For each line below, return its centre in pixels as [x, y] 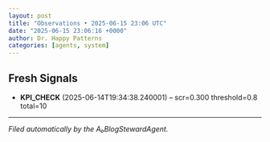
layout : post [30, 16]
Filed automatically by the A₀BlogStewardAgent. [88, 128]
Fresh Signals [43, 78]
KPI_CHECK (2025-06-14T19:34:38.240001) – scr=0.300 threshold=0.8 [139, 97]
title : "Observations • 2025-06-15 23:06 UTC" [88, 23]
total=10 [33, 106]
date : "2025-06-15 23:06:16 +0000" [68, 30]
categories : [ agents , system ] [59, 46]
